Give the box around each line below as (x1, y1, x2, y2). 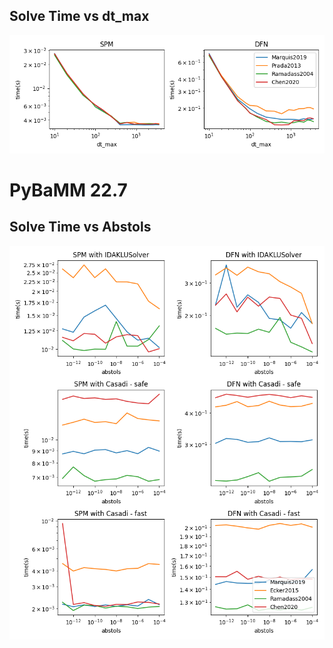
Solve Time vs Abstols (9, 219, 152, 236)
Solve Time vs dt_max (9, 8, 150, 25)
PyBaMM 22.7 (9, 179, 128, 201)
